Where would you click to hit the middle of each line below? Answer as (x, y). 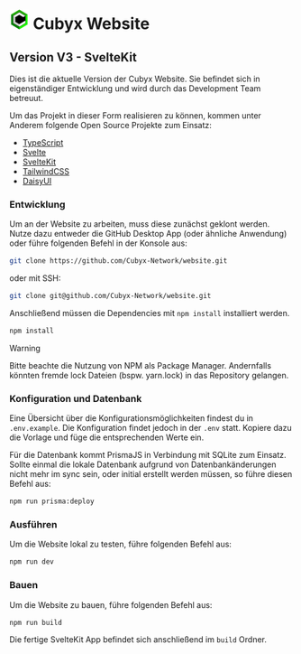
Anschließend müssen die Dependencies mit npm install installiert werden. (150, 313)
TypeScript (43, 143)
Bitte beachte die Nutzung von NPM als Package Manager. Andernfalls (141, 365)
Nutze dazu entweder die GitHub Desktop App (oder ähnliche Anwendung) (148, 234)
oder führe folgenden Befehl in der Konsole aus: (98, 243)
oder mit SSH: (35, 278)
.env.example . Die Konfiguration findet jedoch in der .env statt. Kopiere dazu (151, 428)
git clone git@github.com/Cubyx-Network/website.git (110, 296)
